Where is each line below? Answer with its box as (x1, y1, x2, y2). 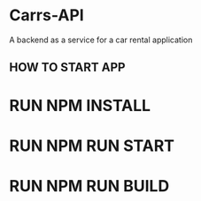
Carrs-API (9, 5, 84, 26)
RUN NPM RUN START (9, 136, 175, 155)
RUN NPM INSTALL (9, 95, 151, 115)
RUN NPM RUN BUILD (9, 175, 170, 196)
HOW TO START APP (9, 60, 126, 75)
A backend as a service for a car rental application (9, 34, 193, 45)
